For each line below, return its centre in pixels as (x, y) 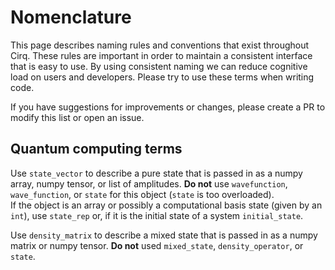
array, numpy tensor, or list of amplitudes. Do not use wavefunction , (149, 183)
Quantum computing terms (96, 149)
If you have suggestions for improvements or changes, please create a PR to (168, 107)
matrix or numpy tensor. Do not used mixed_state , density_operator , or (157, 245)
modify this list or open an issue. (77, 117)
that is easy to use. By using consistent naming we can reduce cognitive (159, 66)
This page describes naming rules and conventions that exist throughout (160, 45)
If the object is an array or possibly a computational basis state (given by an (166, 205)
